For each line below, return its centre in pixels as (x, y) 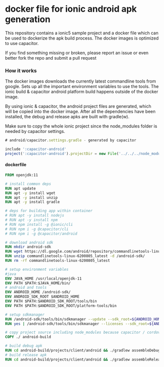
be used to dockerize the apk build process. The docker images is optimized (82, 38)
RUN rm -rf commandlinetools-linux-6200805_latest (58, 261)
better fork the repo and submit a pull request (51, 58)
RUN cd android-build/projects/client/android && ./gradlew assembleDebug (83, 350)
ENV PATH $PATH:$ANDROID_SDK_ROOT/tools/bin (51, 302)
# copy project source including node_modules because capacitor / (75, 333)
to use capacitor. (22, 43)
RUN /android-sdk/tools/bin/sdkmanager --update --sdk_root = (69, 319)
